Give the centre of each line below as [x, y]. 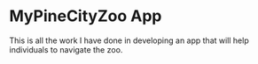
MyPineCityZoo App [86, 16]
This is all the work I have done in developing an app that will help [129, 40]
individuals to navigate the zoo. [66, 49]
